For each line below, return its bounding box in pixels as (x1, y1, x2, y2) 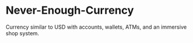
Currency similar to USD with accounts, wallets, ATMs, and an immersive (5, 23, 187, 30)
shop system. (5, 29, 40, 36)
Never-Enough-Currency (5, 4, 134, 17)
